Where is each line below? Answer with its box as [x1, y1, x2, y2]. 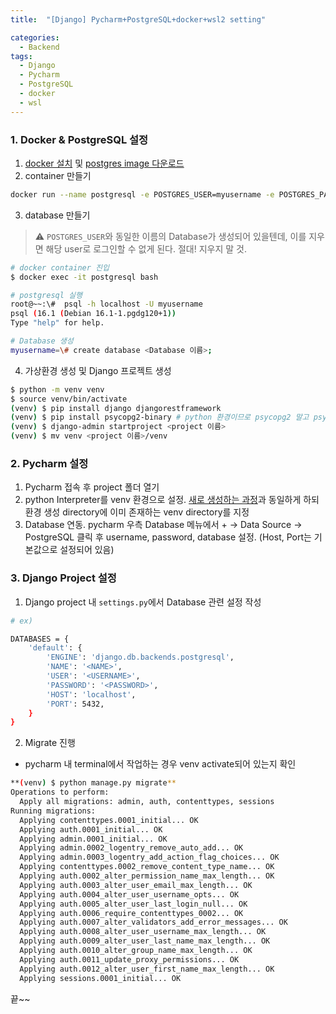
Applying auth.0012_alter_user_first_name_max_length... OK [19, 964, 275, 974]
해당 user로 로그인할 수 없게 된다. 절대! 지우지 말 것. [45, 242, 247, 255]
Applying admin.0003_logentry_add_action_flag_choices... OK [19, 852, 280, 863]
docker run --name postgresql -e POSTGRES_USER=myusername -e [10, 189, 275, 200]
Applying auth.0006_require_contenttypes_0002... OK [19, 908, 244, 918]
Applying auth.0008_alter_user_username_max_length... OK [19, 927, 267, 937]
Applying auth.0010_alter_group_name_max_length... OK [19, 946, 253, 956]
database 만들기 [24, 209, 91, 221]
